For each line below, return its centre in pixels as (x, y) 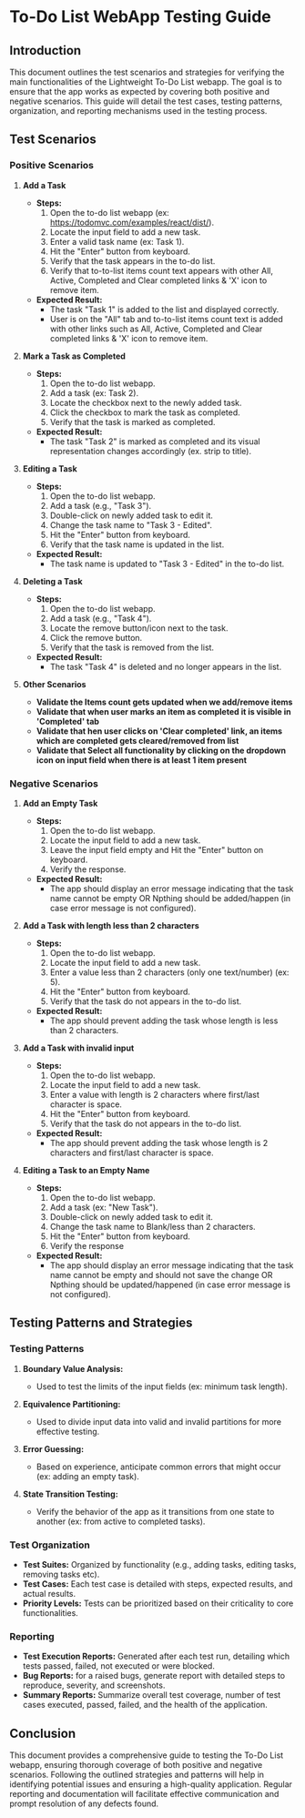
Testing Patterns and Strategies (101, 1323)
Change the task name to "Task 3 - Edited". (131, 524)
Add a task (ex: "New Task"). (104, 1207)
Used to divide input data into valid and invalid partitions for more (159, 1421)
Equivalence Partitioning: (71, 1404)
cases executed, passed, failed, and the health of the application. (145, 1705)
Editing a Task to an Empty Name (86, 1170)
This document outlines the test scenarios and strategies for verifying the (147, 72)
